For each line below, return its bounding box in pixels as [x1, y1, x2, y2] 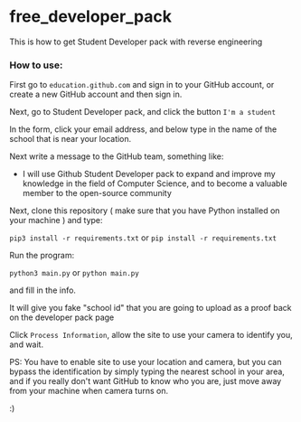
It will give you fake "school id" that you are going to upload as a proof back [9, 303, 292, 314]
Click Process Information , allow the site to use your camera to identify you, [9, 330, 294, 341]
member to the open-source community [22, 188, 172, 199]
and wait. [9, 339, 43, 350]
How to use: [9, 59, 63, 71]
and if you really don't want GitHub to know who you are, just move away [9, 376, 282, 387]
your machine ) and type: [9, 215, 103, 226]
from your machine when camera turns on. [9, 386, 169, 397]
